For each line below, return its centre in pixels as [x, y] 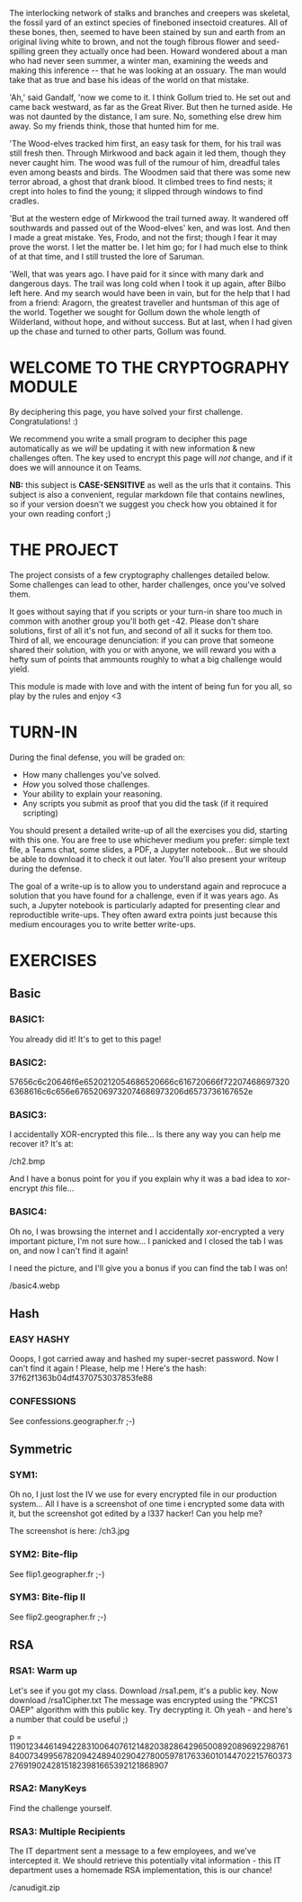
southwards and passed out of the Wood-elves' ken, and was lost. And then [150, 228]
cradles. [24, 201]
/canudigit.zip [35, 1888]
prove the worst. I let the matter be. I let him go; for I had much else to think [149, 247]
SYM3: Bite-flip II [48, 1597]
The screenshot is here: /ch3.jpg [70, 1531]
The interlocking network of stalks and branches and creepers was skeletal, [150, 13]
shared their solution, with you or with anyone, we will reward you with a [143, 649]
